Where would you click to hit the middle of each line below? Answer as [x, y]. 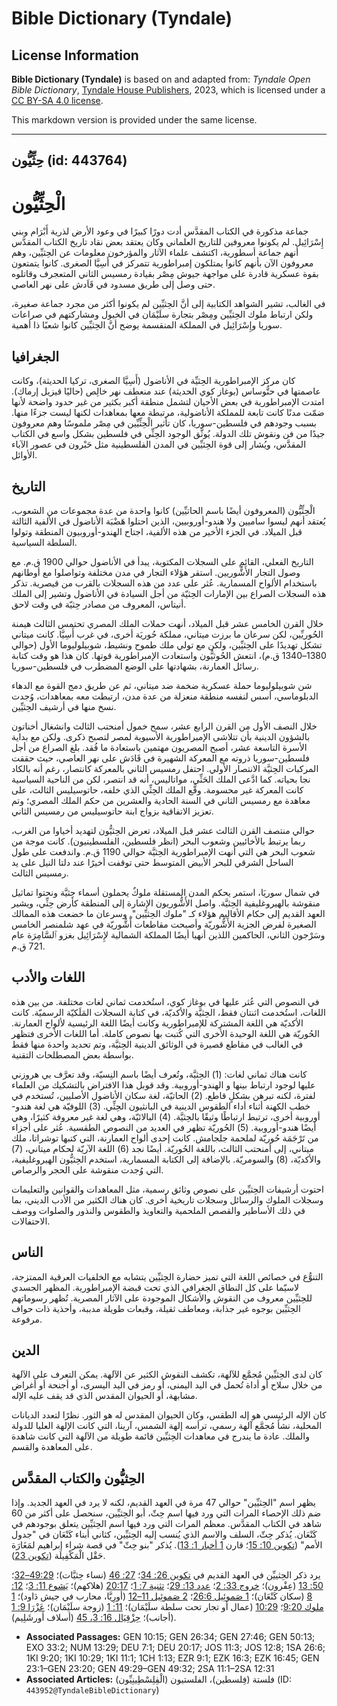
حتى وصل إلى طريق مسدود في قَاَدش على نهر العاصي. [113, 284]
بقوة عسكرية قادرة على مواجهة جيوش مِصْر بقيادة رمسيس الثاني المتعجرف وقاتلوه [165, 274]
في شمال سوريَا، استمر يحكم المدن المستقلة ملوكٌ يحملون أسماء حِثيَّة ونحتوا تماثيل [166, 892]
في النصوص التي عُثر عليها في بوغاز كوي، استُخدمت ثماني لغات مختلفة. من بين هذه [165, 1001]
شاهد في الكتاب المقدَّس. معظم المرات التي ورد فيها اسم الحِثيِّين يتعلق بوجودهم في [167, 1524]
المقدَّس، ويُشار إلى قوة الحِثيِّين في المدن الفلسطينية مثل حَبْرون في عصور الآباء [159, 444]
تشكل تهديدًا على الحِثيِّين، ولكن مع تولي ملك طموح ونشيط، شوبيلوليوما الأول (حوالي [167, 644]
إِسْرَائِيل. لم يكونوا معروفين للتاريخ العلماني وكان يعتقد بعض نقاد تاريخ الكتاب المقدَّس [167, 242]
